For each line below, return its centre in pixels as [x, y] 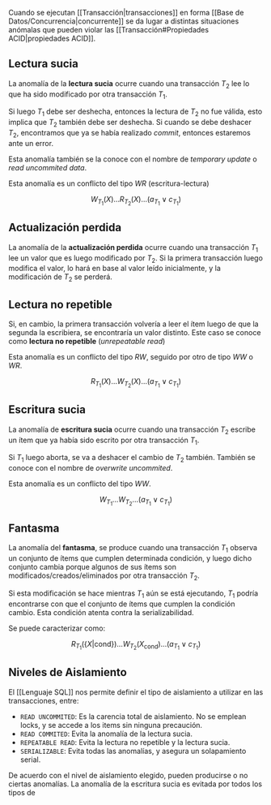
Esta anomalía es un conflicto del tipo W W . [80, 484]
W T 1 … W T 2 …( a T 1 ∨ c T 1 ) [136, 501]
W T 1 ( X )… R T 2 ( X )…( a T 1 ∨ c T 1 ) [136, 200]
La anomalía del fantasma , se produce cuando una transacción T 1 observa [133, 549]
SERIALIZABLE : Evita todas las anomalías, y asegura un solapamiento [133, 751]
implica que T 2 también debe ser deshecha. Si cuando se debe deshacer [130, 123]
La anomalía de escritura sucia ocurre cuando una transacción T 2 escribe [132, 430]
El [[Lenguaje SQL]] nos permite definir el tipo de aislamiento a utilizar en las [136, 692]
